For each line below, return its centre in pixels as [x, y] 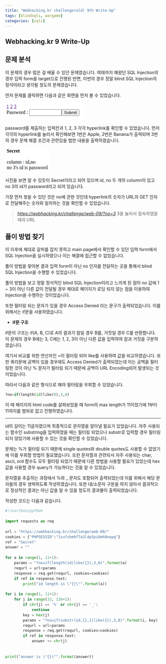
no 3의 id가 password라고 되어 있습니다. [44, 186]
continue [41, 610]
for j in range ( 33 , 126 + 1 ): [43, 600]
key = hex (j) [36, 615]
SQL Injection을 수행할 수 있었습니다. [41, 272]
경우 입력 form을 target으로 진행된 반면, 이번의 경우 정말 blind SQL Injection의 [81, 79]
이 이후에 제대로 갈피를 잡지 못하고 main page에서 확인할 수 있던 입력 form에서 [81, 249]
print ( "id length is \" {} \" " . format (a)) [65, 584]
